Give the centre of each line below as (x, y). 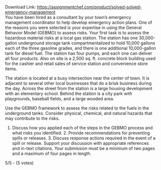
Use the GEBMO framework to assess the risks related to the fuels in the (77, 108)
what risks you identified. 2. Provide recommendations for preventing (81, 133)
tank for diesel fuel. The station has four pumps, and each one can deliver (79, 53)
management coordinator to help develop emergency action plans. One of (79, 22)
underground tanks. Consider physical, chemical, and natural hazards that (79, 113)
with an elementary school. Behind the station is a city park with (69, 93)
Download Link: (21, 7)
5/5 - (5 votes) (19, 163)
